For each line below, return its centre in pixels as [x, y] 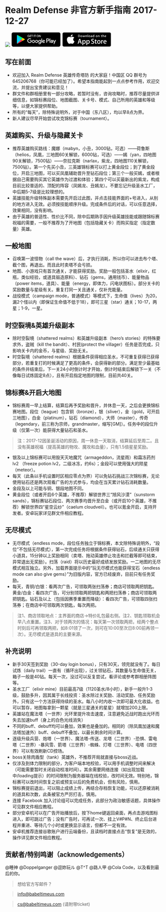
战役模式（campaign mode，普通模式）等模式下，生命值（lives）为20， [86, 296]
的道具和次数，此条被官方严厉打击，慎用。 [56, 794]
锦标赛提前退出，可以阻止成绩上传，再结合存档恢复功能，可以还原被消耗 [86, 788]
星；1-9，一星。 [29, 308]
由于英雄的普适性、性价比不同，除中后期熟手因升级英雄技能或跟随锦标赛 [86, 216]
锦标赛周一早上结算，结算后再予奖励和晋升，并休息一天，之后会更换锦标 [86, 405]
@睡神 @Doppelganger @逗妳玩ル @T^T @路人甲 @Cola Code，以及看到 [80, 867]
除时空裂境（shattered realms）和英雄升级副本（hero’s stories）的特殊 [84, 338]
